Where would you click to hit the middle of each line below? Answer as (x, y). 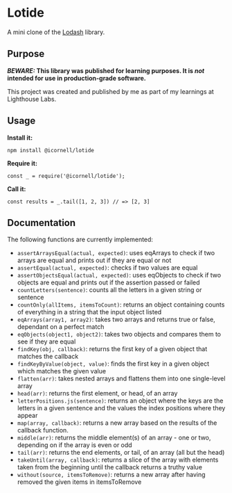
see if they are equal (46, 341)
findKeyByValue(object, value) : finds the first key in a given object (113, 364)
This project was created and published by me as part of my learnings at (111, 91)
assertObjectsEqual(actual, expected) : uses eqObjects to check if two (119, 275)
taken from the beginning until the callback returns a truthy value (110, 467)
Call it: (17, 188)
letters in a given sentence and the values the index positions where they (121, 408)
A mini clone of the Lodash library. (56, 32)
